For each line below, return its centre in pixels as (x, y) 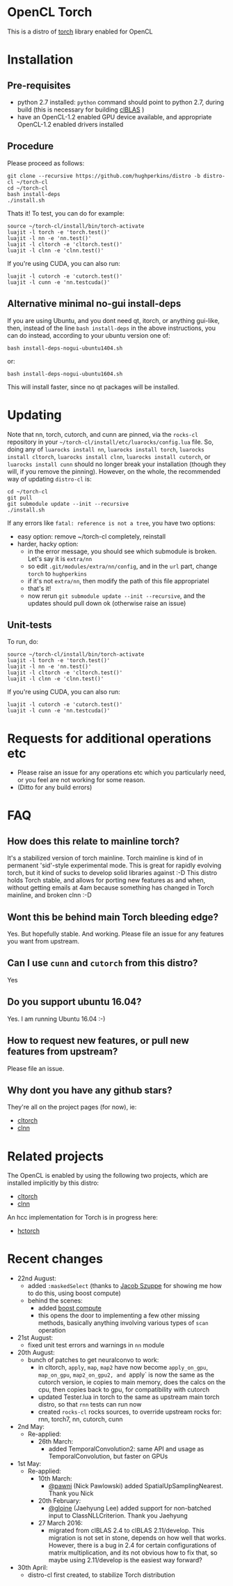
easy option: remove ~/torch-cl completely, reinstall (91, 536)
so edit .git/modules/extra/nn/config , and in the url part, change (122, 566)
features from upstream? (63, 1052)
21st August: (35, 1338)
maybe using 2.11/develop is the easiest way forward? (126, 1560)
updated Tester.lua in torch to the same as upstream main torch (129, 1397)
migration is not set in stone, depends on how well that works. (137, 1538)
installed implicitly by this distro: (53, 1183)
